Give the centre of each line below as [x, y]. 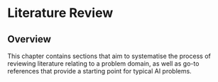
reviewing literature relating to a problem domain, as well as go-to [103, 64]
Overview [29, 39]
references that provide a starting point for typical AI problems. [99, 71]
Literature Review [60, 13]
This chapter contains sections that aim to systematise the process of [109, 56]
